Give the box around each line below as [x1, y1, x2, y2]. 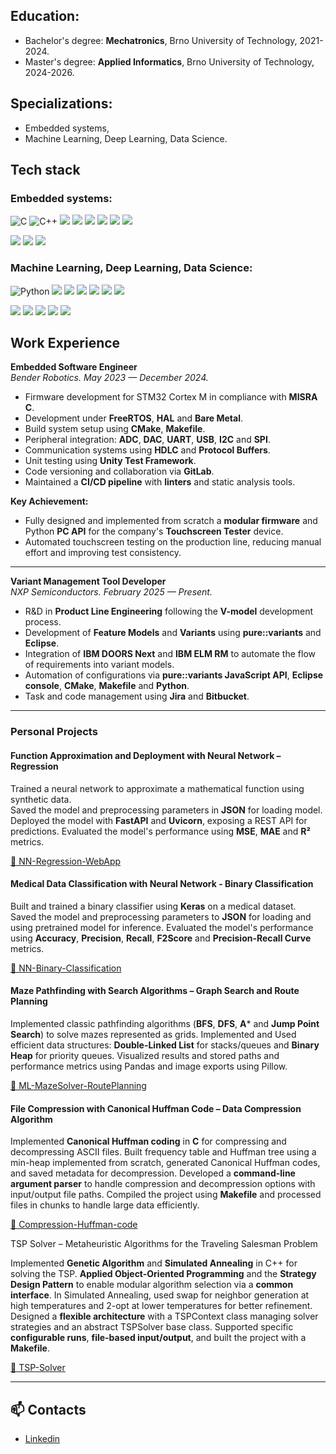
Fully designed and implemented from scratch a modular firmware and [24, 515, 318, 527]
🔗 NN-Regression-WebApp [10, 855, 122, 867]
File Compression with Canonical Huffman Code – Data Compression [10, 1102, 302, 1114]
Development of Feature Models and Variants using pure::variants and [24, 627, 322, 639]
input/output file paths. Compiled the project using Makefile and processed [10, 1189, 322, 1201]
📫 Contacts [10, 1401, 87, 1418]
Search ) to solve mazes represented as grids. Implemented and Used [10, 1028, 297, 1040]
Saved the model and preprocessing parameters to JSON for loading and [10, 910, 312, 923]
